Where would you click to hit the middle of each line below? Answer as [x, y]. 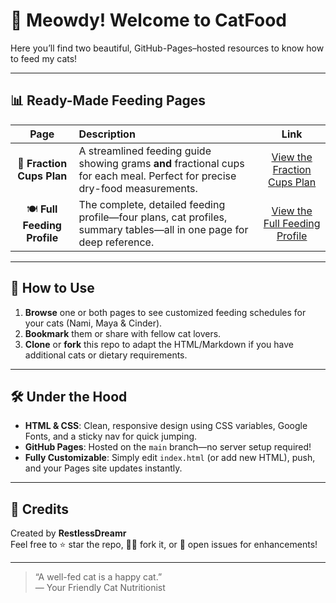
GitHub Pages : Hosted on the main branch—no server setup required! [168, 447]
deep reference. [116, 242]
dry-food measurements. [138, 188]
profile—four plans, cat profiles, [153, 217]
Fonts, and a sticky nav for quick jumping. [111, 436]
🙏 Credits [40, 509]
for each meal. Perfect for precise [157, 176]
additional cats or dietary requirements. [106, 355]
